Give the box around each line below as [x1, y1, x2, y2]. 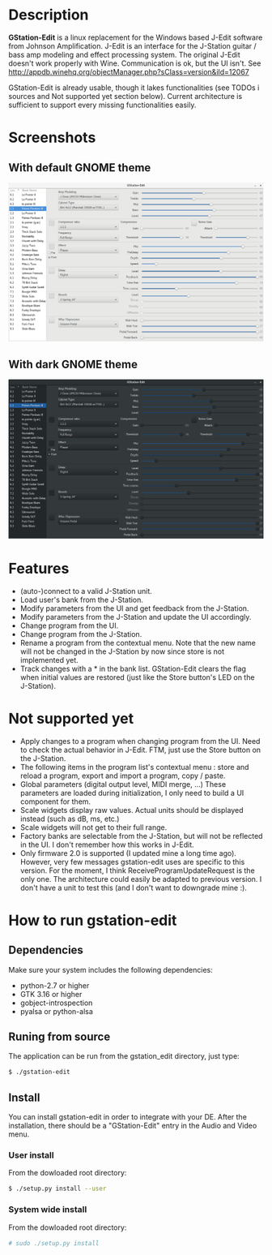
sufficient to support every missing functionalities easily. [8, 100, 197, 110]
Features [8, 559, 70, 578]
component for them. [19, 797, 91, 806]
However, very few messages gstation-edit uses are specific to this [19, 857, 245, 866]
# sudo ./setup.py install [8, 1239, 100, 1247]
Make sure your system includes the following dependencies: [8, 965, 213, 974]
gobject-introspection [19, 998, 93, 1008]
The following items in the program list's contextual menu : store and [19, 762, 249, 771]
